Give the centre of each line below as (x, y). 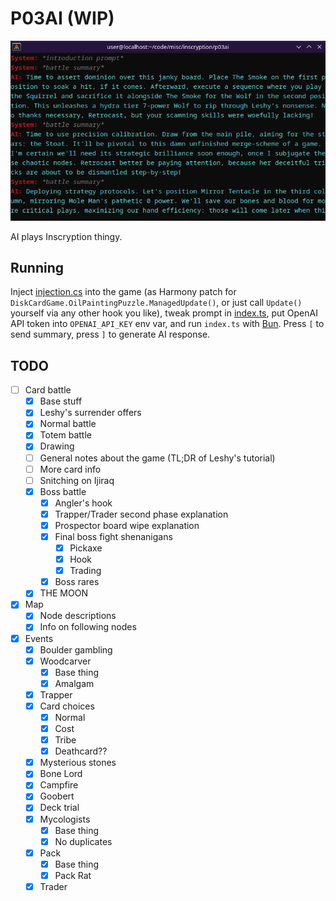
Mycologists (65, 819)
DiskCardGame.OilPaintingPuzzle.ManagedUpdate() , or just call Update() (156, 303)
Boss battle (63, 491)
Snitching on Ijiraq (77, 480)
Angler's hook (83, 503)
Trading (85, 571)
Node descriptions (78, 616)
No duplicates (83, 841)
